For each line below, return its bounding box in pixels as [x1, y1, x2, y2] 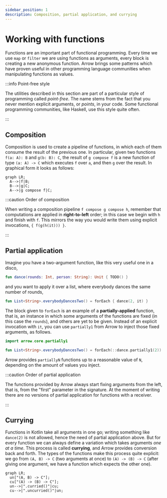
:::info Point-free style [5, 81, 50, 87]
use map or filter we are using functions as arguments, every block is [5, 55, 149, 61]
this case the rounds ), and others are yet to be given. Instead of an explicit [5, 318, 157, 324]
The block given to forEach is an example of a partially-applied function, [5, 308, 155, 314]
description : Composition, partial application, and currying [5, 12, 137, 17]
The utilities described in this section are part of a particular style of [5, 90, 145, 96]
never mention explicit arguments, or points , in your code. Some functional [5, 101, 159, 107]
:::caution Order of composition [5, 197, 70, 203]
